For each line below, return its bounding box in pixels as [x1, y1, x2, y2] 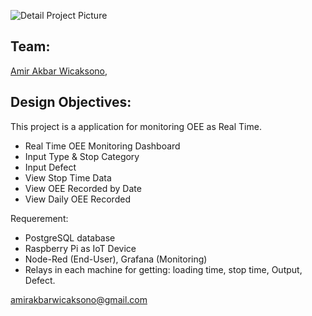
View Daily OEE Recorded [24, 193, 131, 205]
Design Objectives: [10, 94, 132, 111]
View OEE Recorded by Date [24, 182, 142, 194]
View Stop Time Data [24, 171, 112, 184]
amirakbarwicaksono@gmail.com [10, 293, 148, 305]
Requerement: [10, 212, 69, 224]
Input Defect [24, 161, 77, 173]
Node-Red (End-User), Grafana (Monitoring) [24, 253, 208, 265]
